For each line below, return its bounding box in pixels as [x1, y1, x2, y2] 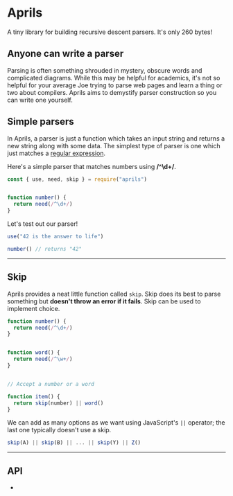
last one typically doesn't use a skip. [7, 426, 112, 434]
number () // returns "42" [7, 245, 82, 252]
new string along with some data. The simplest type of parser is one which [7, 141, 221, 150]
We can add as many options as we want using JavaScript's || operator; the [7, 418, 225, 427]
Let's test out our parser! [7, 220, 78, 228]
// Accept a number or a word [7, 380, 95, 387]
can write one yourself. [7, 96, 73, 104]
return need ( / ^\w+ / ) [13, 355, 73, 363]
